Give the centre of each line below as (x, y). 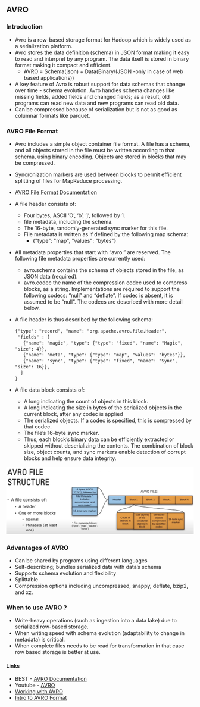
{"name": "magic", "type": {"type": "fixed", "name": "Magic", (103, 343)
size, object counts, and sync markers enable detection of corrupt (105, 452)
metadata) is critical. (40, 640)
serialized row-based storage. (51, 627)
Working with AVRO (39, 692)
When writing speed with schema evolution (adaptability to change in (100, 633)
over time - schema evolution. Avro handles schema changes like (95, 90)
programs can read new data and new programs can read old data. (97, 103)
